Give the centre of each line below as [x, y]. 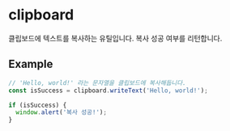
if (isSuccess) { [38, 105]
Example [31, 64]
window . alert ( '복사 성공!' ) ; [62, 112]
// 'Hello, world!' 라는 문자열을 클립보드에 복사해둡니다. [97, 82]
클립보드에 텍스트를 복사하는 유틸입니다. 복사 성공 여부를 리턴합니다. [115, 38]
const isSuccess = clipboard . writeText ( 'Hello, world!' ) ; [108, 91]
